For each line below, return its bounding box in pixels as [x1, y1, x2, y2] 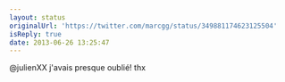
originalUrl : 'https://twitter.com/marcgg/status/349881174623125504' [9, 21, 278, 30]
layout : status [9, 12, 66, 22]
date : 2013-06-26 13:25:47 [9, 37, 110, 47]
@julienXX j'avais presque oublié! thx [9, 62, 146, 73]
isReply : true [9, 29, 63, 38]
